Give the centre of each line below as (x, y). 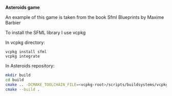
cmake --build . (23, 89)
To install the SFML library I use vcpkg (46, 32)
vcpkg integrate (23, 56)
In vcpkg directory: (25, 42)
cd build (15, 80)
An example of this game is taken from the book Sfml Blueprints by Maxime (85, 17)
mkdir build (18, 75)
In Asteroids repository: (30, 66)
